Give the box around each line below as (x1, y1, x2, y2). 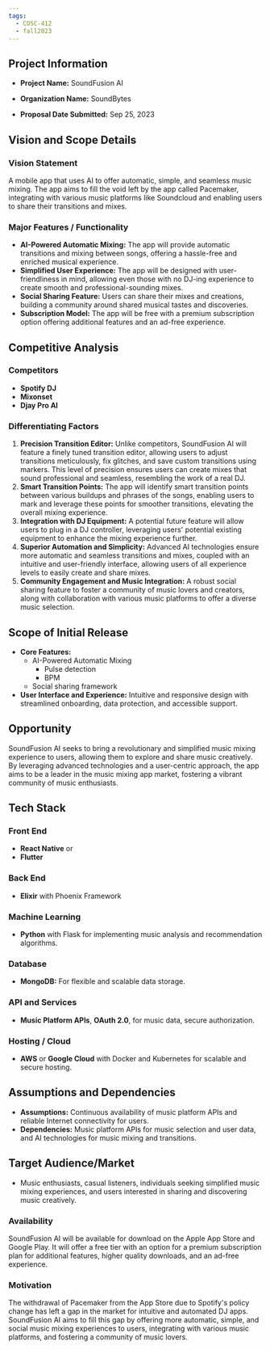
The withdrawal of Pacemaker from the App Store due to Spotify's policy (8, 1298, 250, 1308)
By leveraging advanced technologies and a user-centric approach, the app (8, 761, 260, 770)
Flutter (19, 852, 44, 862)
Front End (8, 825, 48, 837)
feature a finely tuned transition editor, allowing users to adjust (19, 448, 228, 458)
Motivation (8, 1279, 52, 1290)
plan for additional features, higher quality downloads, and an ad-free (8, 1251, 239, 1260)
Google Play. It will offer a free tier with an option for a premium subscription (8, 1242, 262, 1251)
